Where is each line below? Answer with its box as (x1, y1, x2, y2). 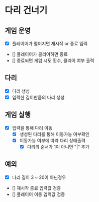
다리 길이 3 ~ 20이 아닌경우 (12, 174, 66, 180)
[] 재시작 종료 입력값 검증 (12, 185, 61, 191)
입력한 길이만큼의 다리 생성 (12, 94, 65, 100)
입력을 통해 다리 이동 (12, 124, 53, 131)
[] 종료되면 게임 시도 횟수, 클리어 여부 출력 (12, 57, 94, 63)
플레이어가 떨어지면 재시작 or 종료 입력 (12, 41, 88, 46)
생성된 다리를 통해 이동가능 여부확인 (19, 131, 90, 137)
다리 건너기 (5, 5, 48, 16)
